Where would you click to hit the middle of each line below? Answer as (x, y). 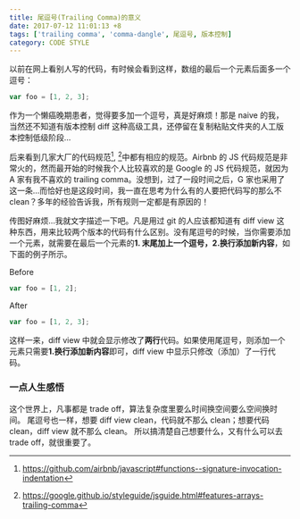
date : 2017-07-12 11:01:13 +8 (66, 26)
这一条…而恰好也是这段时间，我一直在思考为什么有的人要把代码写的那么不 (146, 190)
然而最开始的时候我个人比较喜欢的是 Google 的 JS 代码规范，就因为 (164, 168)
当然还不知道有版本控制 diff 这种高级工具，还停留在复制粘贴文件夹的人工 (143, 127)
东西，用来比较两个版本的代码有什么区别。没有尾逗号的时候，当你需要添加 (154, 231)
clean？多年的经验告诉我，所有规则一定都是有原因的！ (109, 201)
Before (21, 272)
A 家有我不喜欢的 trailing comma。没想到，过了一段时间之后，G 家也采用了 (147, 179)
